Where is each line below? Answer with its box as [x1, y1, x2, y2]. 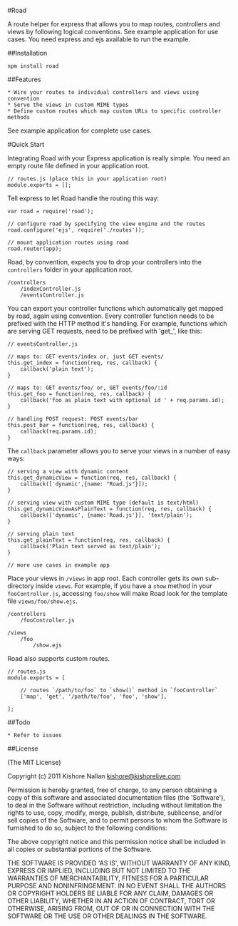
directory [7, 582, 34, 590]
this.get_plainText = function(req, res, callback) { [7, 537, 171, 544]
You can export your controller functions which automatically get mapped [7, 304, 224, 312]
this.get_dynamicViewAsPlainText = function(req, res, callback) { [7, 505, 212, 513]
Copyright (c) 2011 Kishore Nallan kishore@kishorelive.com [7, 772, 181, 780]
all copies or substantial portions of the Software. [7, 845, 152, 853]
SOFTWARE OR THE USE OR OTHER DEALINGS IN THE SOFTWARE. [7, 912, 207, 920]
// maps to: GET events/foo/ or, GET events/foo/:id [7, 384, 167, 391]
